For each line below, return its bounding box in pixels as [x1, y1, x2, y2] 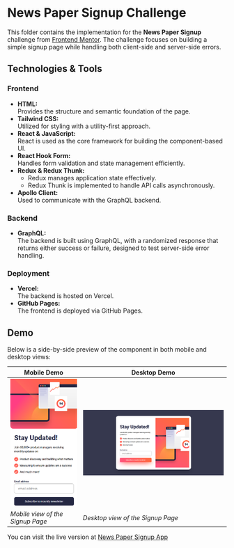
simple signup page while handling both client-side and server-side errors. [7, 42, 221, 51]
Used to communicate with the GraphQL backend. [17, 196, 162, 204]
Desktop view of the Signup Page [82, 513, 179, 522]
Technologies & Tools [7, 63, 102, 75]
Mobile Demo [24, 368, 64, 377]
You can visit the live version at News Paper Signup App [7, 533, 169, 541]
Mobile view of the [10, 510, 63, 518]
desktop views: [7, 353, 51, 361]
